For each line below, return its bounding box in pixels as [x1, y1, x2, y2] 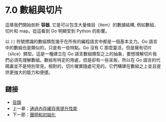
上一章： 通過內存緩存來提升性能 [12, 105, 78, 111]
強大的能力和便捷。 [13, 69, 53, 75]
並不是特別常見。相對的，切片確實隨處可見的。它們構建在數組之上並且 [13, 63, 157, 69]
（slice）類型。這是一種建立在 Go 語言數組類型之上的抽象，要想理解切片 [5, 50, 153, 57]
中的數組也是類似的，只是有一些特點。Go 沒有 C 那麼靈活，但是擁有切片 [5, 44, 152, 50]
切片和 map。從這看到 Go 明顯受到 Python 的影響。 [5, 28, 110, 34]
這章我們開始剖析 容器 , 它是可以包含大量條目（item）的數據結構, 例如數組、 [5, 22, 159, 28]
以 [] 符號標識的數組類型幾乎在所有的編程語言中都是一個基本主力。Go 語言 [5, 38, 158, 44]
